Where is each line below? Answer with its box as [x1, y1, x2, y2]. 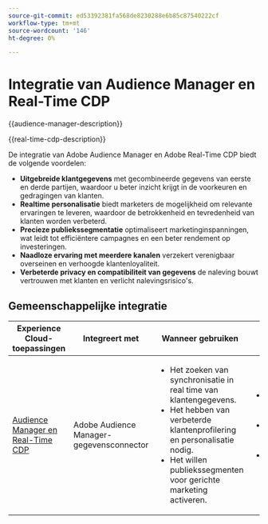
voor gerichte [170, 474, 221, 485]
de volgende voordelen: [8, 158, 86, 168]
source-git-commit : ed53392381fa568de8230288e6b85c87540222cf [8, 11, 219, 20]
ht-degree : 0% [8, 34, 56, 42]
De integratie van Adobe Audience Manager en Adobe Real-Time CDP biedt [8, 150, 257, 160]
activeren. [170, 494, 207, 505]
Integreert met [82, 333, 140, 344]
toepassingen [12, 343, 66, 354]
